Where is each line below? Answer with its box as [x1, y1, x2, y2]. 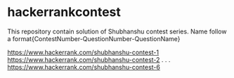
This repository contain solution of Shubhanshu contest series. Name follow [7, 27, 227, 36]
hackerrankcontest [7, 4, 122, 20]
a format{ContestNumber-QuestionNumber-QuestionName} [7, 34, 181, 42]
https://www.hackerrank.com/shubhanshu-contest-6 [7, 63, 160, 71]
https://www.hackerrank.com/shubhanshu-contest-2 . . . [7, 55, 171, 63]
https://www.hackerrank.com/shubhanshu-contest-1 [7, 48, 160, 56]
